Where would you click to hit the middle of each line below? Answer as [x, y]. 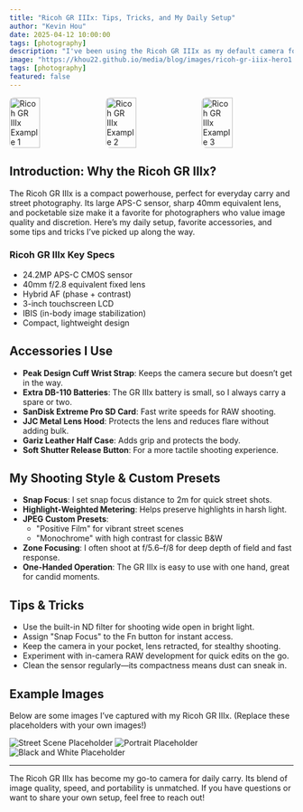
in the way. [42, 382]
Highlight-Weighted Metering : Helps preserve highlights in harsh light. [154, 510]
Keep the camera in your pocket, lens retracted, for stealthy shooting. [151, 647]
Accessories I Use [61, 351]
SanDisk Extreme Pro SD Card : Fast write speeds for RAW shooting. [149, 411]
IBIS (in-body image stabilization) [84, 313]
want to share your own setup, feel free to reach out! [107, 798]
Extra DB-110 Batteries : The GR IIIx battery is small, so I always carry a [154, 392]
